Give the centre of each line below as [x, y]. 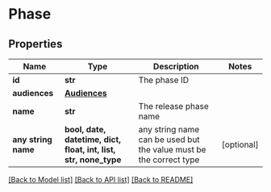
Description [176, 67]
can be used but [169, 140]
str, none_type [93, 160]
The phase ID [164, 80]
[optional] [240, 144]
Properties [35, 44]
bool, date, [85, 129]
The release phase [173, 106]
